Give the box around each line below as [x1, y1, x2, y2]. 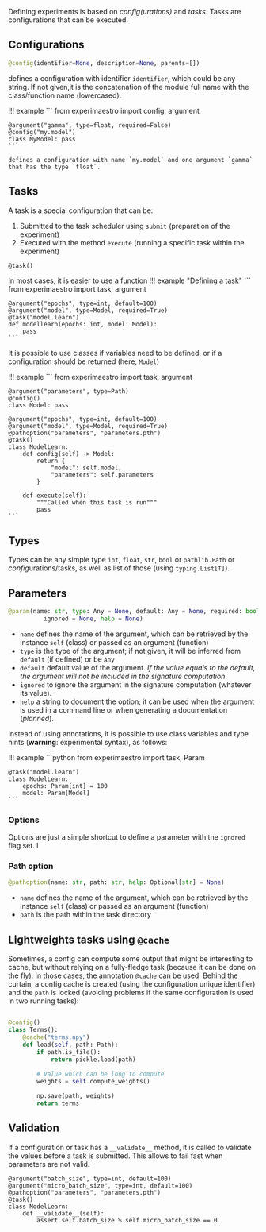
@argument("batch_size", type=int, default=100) [8, 1175, 172, 1183]
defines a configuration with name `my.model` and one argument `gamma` [8, 156, 253, 164]
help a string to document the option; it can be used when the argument [19, 697, 255, 706]
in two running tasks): [8, 996, 79, 1006]
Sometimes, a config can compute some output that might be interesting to [8, 954, 253, 964]
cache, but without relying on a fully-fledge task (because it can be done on [8, 963, 256, 972]
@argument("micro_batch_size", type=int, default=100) [8, 1181, 193, 1190]
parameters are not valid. [8, 1159, 90, 1168]
